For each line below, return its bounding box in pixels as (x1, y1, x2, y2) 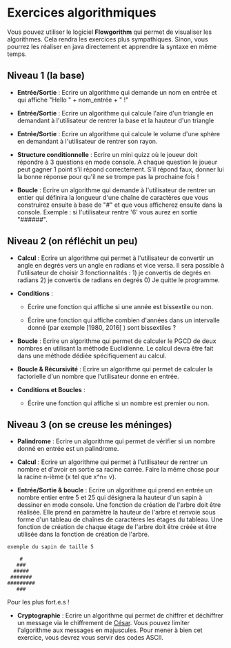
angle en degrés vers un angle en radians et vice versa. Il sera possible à (17, 261, 225, 269)
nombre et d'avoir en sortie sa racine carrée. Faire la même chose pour (17, 465, 219, 474)
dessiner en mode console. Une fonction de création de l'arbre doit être (17, 501, 221, 509)
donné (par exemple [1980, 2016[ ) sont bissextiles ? (27, 323, 177, 331)
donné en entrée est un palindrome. (17, 445, 119, 453)
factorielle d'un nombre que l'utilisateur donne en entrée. (17, 372, 179, 380)
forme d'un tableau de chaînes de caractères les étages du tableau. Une (17, 515, 223, 524)
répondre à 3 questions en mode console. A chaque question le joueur (17, 158, 218, 166)
